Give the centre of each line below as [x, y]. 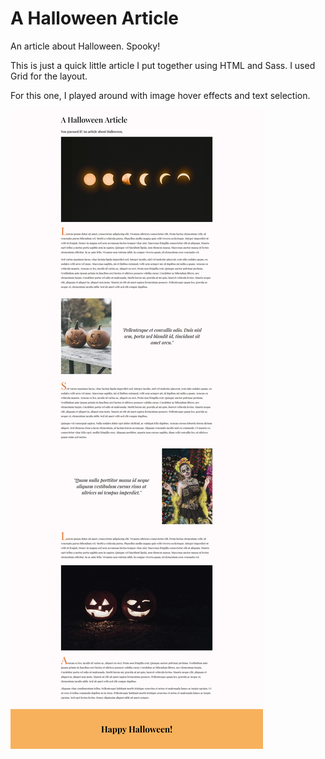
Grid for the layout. [49, 76]
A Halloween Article [94, 18]
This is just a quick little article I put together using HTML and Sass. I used [163, 65]
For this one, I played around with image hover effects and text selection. [160, 95]
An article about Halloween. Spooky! [85, 46]
